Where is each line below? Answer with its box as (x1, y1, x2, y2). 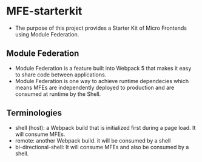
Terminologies (6, 108, 62, 118)
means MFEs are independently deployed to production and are (15, 84, 175, 91)
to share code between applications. (15, 71, 107, 78)
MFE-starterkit (6, 4, 82, 18)
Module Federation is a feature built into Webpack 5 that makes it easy (15, 64, 192, 72)
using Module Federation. (15, 30, 79, 38)
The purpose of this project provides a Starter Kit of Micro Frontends (15, 24, 187, 32)
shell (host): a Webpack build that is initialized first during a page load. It (15, 124, 196, 131)
